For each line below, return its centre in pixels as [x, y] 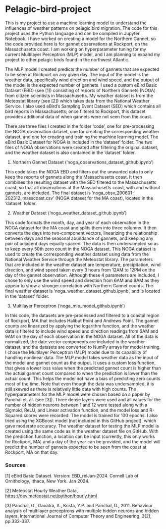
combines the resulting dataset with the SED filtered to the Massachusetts [81, 182]
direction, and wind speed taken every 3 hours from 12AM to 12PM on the [80, 270]
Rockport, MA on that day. [32, 452]
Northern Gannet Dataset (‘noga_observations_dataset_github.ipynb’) [83, 162]
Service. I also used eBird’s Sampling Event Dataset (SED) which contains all [83, 106]
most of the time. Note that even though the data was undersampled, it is [80, 384]
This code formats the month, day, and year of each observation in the [77, 222]
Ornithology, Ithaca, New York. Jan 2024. [47, 481]
